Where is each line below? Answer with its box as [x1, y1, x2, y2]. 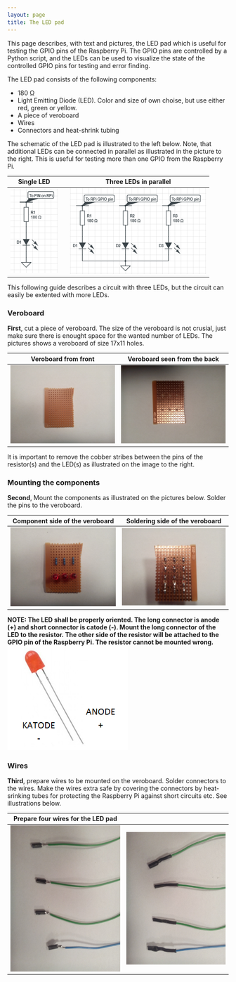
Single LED [18, 178, 51, 185]
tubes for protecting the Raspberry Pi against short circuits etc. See [32, 791, 228, 800]
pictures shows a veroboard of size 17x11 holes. [7, 339, 145, 348]
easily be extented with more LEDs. [7, 290, 110, 299]
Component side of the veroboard [12, 516, 114, 525]
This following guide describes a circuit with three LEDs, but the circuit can [7, 283, 224, 292]
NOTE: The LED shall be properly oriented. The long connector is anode [7, 615, 220, 624]
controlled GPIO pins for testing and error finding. [7, 61, 151, 70]
